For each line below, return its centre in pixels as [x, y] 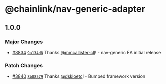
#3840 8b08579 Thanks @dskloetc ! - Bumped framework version [79, 76]
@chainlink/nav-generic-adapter [75, 9]
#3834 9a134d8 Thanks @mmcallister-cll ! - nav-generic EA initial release [87, 52]
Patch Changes [24, 65]
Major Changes [24, 42]
